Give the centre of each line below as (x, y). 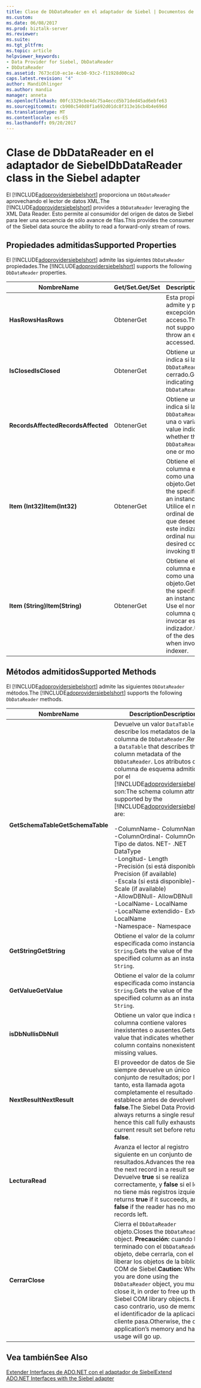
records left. (131, 1214)
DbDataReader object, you (149, 1284)
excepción (181, 312)
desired (176, 544)
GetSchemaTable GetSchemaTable (59, 825)
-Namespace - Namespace (153, 926)
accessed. (181, 342)
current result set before (148, 1129)
